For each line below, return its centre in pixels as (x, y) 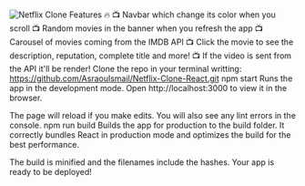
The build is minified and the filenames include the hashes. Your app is (142, 162)
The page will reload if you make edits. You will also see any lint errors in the (152, 115)
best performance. (45, 145)
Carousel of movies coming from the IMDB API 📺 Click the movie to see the (152, 42)
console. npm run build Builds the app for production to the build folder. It (147, 125)
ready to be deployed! (51, 172)
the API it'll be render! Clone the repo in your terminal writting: (126, 69)
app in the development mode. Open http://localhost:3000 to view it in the (148, 88)
